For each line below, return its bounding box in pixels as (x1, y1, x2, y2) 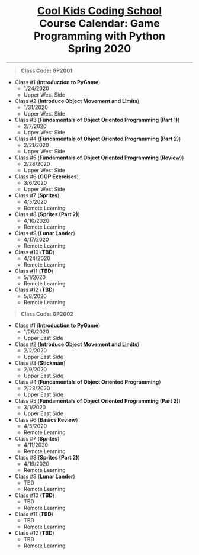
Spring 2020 (68, 42, 131, 56)
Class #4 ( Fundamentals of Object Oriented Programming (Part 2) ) (14, 135, 181, 142)
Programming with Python (33, 30, 166, 43)
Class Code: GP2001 (20, 67, 73, 74)
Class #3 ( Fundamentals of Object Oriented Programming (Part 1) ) (14, 116, 180, 123)
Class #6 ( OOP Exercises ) (14, 173, 79, 180)
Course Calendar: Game (39, 17, 160, 30)
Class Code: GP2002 (20, 310, 74, 317)
